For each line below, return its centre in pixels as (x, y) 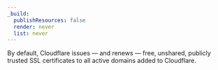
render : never (34, 27)
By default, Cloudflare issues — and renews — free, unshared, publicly (109, 53)
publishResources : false (50, 20)
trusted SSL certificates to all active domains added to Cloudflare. (102, 61)
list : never (31, 33)
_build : (19, 14)
